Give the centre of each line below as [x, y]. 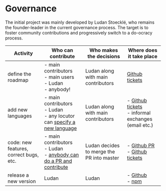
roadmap [18, 80]
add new [18, 110]
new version [22, 181]
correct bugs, [23, 154]
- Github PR [141, 145]
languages [20, 115]
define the [20, 74]
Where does [143, 50]
